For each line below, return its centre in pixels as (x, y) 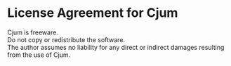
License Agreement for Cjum (93, 13)
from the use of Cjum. (39, 55)
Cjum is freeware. (33, 32)
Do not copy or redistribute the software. (66, 39)
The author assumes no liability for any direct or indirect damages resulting (116, 47)
